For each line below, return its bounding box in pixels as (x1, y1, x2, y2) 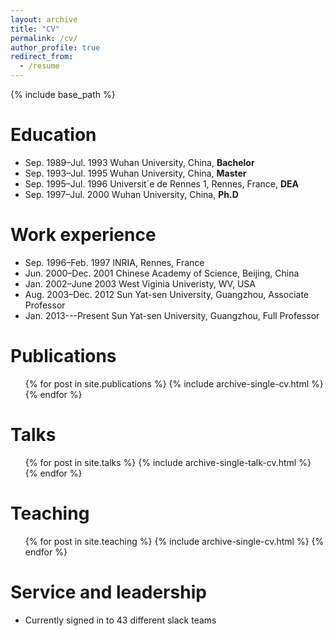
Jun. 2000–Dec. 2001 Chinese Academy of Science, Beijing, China (24, 267, 300, 279)
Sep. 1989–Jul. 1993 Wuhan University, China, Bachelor (24, 156, 255, 168)
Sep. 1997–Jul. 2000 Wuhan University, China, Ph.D (24, 188, 239, 200)
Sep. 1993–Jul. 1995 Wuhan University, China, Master (24, 167, 247, 179)
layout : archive (10, 14, 78, 25)
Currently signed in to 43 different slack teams (24, 614, 217, 626)
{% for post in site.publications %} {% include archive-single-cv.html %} (24, 377, 324, 390)
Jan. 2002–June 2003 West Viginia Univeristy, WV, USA (24, 277, 256, 290)
